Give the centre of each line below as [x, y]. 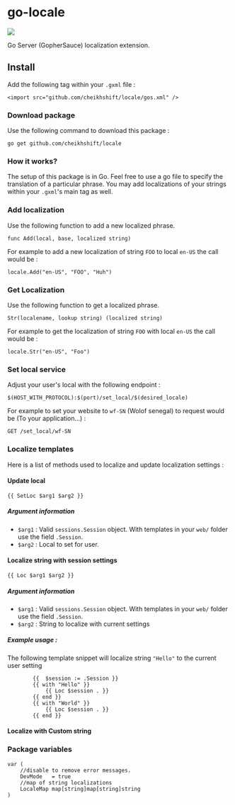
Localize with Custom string [50, 731]
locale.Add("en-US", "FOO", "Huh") [60, 272]
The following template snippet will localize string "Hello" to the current [112, 658]
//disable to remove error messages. [76, 770]
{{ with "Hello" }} [62, 684]
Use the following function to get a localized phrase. [84, 305]
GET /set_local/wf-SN [39, 432]
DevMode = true [46, 776]
